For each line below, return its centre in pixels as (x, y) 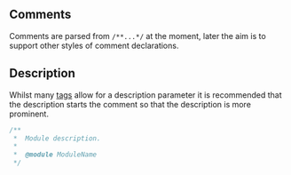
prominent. (29, 114)
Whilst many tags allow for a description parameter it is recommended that (145, 95)
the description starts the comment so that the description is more (130, 104)
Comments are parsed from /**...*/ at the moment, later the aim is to (138, 36)
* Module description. (57, 138)
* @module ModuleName (55, 155)
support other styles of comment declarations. (94, 45)
